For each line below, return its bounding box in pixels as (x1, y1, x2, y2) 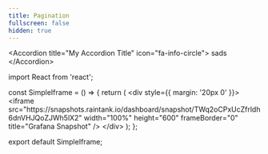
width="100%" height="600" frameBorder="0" (83, 113, 238, 123)
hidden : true (8, 26, 52, 34)
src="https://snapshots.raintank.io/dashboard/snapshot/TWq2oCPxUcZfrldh (8, 105, 261, 114)
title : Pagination (8, 11, 70, 20)
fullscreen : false (8, 19, 70, 27)
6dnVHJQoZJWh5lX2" (8, 113, 82, 123)
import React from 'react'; (8, 73, 94, 82)
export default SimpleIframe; (8, 137, 102, 147)
